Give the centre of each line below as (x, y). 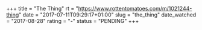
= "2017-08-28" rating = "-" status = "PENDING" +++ (73, 21)
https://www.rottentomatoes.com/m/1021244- (135, 9)
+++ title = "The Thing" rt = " (42, 9)
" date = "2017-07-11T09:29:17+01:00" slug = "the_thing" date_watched (108, 15)
